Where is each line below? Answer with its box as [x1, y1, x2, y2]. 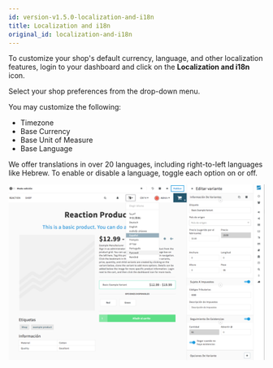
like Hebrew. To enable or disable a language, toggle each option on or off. [8, 168, 258, 178]
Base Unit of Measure [19, 135, 93, 145]
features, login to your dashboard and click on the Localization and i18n [8, 62, 250, 72]
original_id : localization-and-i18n [8, 30, 132, 38]
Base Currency [19, 127, 71, 136]
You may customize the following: [8, 102, 122, 112]
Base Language [19, 144, 73, 154]
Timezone [19, 118, 54, 128]
